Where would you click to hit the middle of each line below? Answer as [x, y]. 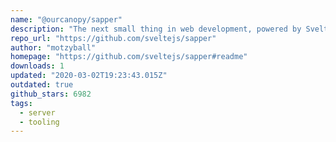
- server [37, 112]
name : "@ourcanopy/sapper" [66, 19]
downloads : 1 [37, 66]
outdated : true [42, 85]
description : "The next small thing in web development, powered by [156, 29]
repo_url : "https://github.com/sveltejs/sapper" [113, 38]
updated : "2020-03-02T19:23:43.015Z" [89, 76]
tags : [21, 103]
